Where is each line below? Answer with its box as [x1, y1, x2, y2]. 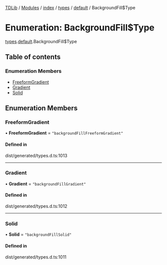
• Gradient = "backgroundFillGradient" [5, 181, 86, 187]
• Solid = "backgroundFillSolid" [5, 231, 72, 238]
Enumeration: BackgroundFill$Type [5, 22, 155, 33]
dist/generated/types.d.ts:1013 [5, 152, 68, 158]
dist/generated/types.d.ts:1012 [5, 203, 68, 209]
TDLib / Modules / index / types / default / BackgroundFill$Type [5, 5, 136, 10]
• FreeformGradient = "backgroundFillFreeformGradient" [5, 130, 123, 136]
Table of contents [5, 53, 61, 62]
